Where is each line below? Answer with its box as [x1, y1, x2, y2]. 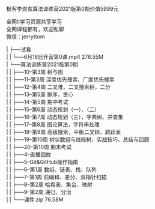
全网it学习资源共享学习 [6, 18, 62, 25]
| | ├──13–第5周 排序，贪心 [6, 91, 74, 98]
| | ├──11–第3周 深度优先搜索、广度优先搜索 [6, 76, 115, 83]
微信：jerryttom [6, 33, 45, 40]
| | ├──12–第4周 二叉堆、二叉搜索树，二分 [6, 83, 111, 90]
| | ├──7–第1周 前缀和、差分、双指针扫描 [6, 174, 107, 180]
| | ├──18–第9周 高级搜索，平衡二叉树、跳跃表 [6, 129, 121, 135]
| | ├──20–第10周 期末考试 [6, 144, 72, 150]
